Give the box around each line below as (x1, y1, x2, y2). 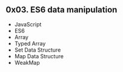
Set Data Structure (14, 46, 61, 53)
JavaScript (14, 20, 42, 28)
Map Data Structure (14, 52, 64, 59)
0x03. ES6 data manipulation (5, 5, 118, 15)
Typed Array (14, 40, 46, 47)
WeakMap (14, 59, 40, 66)
